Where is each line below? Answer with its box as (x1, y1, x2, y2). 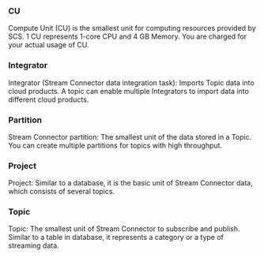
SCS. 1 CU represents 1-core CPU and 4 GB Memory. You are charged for (8, 32, 247, 41)
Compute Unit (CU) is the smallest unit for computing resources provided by (8, 24, 257, 33)
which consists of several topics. (8, 187, 115, 196)
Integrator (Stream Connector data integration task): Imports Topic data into (8, 77, 255, 88)
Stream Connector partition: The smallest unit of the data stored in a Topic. (8, 132, 252, 141)
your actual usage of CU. (8, 40, 89, 50)
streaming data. (8, 241, 59, 250)
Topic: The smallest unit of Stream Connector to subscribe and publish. (8, 224, 240, 234)
